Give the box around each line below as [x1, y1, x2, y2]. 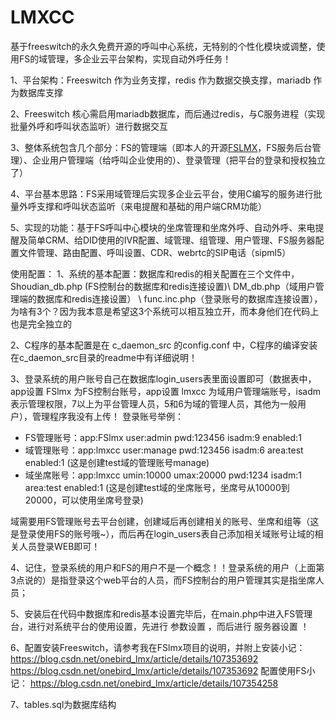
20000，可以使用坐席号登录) [24, 494, 144, 506]
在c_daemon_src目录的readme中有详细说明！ [10, 351, 198, 363]
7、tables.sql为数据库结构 [10, 698, 117, 710]
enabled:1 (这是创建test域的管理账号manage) [24, 456, 210, 468]
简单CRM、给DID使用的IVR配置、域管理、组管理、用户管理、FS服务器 [27, 234, 316, 246]
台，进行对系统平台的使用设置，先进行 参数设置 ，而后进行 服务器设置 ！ [10, 620, 310, 632]
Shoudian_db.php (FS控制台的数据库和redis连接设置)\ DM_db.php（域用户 [10, 280, 316, 292]
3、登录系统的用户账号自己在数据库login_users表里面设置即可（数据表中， [10, 372, 317, 385]
